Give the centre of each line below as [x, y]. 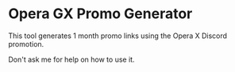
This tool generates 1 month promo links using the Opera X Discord [118, 36]
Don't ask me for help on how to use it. [71, 59]
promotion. [26, 44]
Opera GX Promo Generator [100, 14]
